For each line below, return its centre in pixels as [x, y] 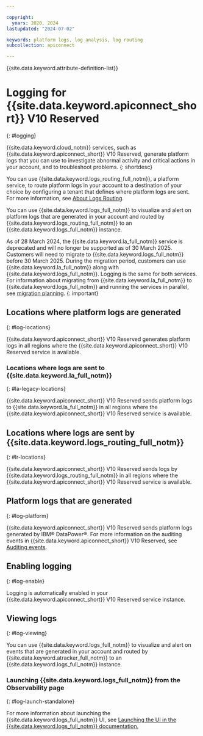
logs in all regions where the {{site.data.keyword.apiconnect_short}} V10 [97, 345]
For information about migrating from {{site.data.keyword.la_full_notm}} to [99, 280]
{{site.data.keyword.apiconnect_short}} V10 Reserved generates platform [98, 339]
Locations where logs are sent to [56, 368]
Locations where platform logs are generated [94, 312]
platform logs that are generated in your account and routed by [85, 217]
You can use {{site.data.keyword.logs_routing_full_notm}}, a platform [93, 179]
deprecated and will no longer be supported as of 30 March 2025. [89, 248]
